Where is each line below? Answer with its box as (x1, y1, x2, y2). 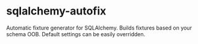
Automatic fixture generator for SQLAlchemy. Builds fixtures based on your (6, 24, 193, 31)
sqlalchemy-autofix (6, 4, 107, 18)
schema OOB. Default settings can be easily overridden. (6, 30, 146, 37)
